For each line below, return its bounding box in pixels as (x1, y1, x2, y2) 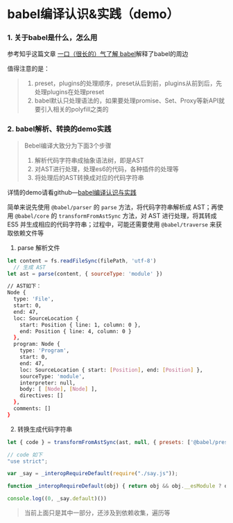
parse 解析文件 (17, 243, 60, 251)
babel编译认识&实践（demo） (7, 6, 179, 22)
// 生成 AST (13, 264, 46, 271)
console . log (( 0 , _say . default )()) (7, 495, 107, 502)
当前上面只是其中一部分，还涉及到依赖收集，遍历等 (24, 508, 171, 517)
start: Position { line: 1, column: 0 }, (19, 321, 141, 328)
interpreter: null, (19, 379, 76, 387)
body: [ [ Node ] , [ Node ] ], (19, 386, 98, 393)
